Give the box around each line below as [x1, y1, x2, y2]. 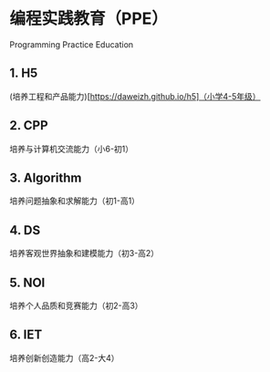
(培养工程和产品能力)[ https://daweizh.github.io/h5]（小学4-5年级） [9, 90, 262, 101]
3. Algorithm [9, 170, 82, 185]
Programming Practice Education [9, 38, 134, 50]
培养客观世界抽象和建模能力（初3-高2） [9, 248, 160, 259]
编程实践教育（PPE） [9, 8, 169, 29]
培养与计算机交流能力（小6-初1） [9, 143, 134, 154]
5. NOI [9, 274, 46, 290]
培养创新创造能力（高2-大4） [9, 352, 120, 363]
